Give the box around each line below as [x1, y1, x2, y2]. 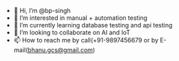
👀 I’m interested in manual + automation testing [13, 14, 148, 22]
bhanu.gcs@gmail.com [27, 46, 93, 54]
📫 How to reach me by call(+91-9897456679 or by [13, 36, 159, 44]
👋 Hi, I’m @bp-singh [13, 7, 71, 14]
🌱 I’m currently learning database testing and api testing [13, 21, 173, 29]
